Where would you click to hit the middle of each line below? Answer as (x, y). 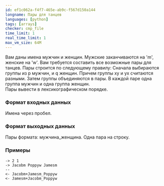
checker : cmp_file (24, 29)
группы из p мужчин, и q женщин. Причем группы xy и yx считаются (79, 73)
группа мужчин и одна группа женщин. (48, 84)
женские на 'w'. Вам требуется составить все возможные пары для (78, 62)
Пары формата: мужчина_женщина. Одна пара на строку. (67, 137)
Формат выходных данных (40, 126)
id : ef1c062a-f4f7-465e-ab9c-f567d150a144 (50, 10)
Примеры (18, 150)
